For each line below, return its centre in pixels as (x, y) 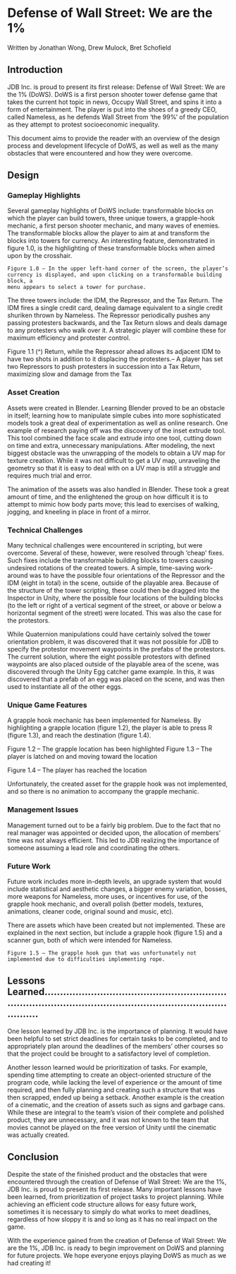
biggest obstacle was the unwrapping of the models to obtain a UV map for (116, 453)
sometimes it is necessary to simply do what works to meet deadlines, (109, 1211)
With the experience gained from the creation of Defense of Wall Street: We (117, 1240)
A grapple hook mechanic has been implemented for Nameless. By (104, 720)
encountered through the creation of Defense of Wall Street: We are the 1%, (117, 1181)
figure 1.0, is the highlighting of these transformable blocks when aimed (111, 248)
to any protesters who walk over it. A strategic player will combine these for (117, 331)
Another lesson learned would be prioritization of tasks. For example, (107, 1067)
